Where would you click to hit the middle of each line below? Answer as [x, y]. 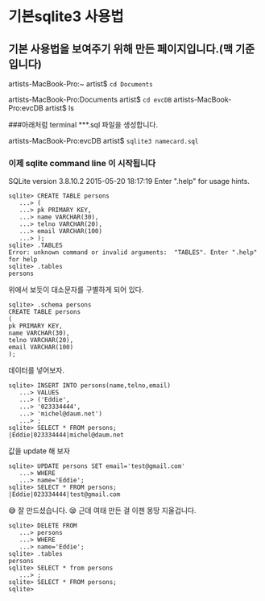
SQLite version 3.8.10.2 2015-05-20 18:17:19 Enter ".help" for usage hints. [129, 182]
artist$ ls [60, 108]
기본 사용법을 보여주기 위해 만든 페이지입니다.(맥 [121, 49]
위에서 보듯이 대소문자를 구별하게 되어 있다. [76, 290]
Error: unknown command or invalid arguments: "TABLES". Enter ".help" [133, 253]
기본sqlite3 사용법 [66, 17]
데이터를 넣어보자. [37, 370]
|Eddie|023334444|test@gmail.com [64, 495]
